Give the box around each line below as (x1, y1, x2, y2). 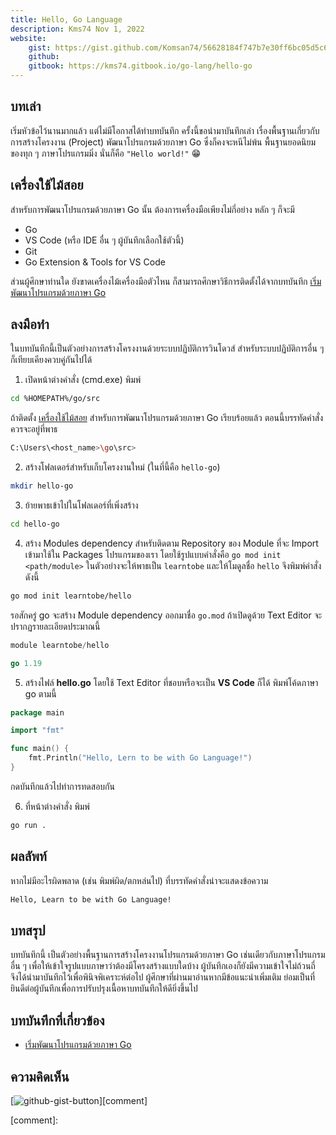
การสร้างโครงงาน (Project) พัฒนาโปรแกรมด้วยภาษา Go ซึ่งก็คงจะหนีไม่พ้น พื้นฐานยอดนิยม (10, 136, 317, 148)
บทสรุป (10, 922, 46, 939)
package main (10, 707, 65, 718)
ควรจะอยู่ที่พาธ (10, 423, 58, 435)
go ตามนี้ (24, 687, 57, 700)
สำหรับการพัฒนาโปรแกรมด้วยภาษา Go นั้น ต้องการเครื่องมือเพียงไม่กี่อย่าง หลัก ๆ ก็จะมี (10, 203, 295, 215)
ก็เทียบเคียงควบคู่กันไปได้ (10, 354, 93, 366)
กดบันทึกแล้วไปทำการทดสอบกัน (10, 780, 115, 792)
